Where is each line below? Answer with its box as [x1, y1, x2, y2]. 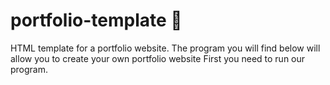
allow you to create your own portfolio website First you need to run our [10, 52, 306, 64]
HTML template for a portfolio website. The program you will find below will [10, 42, 321, 54]
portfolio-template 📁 [10, 9, 183, 32]
